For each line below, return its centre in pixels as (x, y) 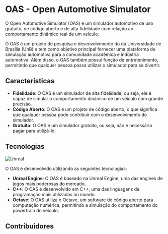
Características (30, 81)
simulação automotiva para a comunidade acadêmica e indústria (72, 54)
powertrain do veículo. (36, 210)
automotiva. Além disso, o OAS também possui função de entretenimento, (82, 60)
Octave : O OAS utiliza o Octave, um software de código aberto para (83, 200)
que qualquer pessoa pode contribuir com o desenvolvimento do (80, 114)
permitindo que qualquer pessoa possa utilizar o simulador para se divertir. (83, 65)
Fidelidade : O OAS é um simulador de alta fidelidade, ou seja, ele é (82, 93)
